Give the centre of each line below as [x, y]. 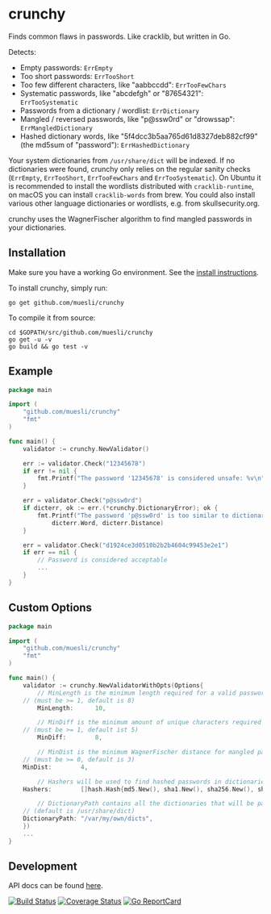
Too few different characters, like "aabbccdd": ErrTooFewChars [123, 85]
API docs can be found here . [56, 886]
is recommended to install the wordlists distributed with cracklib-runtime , [131, 186]
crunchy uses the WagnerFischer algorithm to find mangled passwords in [130, 219]
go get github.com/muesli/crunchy [67, 303]
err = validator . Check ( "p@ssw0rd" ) [83, 501]
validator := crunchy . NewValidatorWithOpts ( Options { [113, 685]
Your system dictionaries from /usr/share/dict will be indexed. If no [122, 160]
